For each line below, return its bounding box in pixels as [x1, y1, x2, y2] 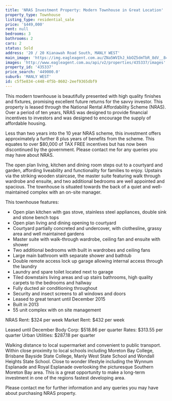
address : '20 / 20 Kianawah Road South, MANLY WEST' [5, 50, 120, 55]
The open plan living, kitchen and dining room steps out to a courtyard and [5, 162, 163, 168]
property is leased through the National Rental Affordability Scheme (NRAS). [5, 103, 166, 110]
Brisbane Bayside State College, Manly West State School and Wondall [5, 353, 155, 359]
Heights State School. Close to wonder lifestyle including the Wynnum [5, 358, 154, 364]
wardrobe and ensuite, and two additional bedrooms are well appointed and [5, 178, 165, 184]
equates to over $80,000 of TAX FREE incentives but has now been [5, 141, 147, 147]
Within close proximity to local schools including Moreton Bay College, [5, 347, 154, 353]
